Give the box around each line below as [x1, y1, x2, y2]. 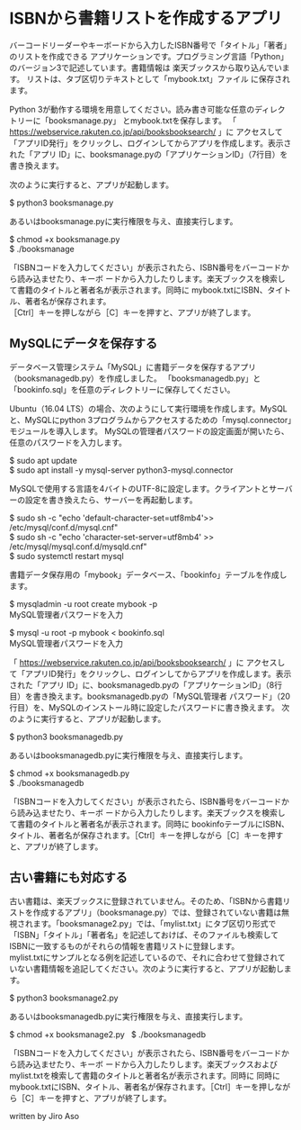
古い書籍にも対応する [9, 870, 128, 885]
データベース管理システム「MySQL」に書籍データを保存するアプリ [9, 361, 257, 372]
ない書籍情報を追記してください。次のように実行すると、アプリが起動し [16, 963, 285, 973]
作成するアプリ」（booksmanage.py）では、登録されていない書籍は [32, 907, 282, 918]
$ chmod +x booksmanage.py [9, 233, 120, 244]
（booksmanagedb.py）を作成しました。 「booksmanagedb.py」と [9, 373, 261, 384]
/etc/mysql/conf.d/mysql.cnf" [9, 521, 119, 532]
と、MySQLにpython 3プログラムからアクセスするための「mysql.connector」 [9, 414, 292, 425]
